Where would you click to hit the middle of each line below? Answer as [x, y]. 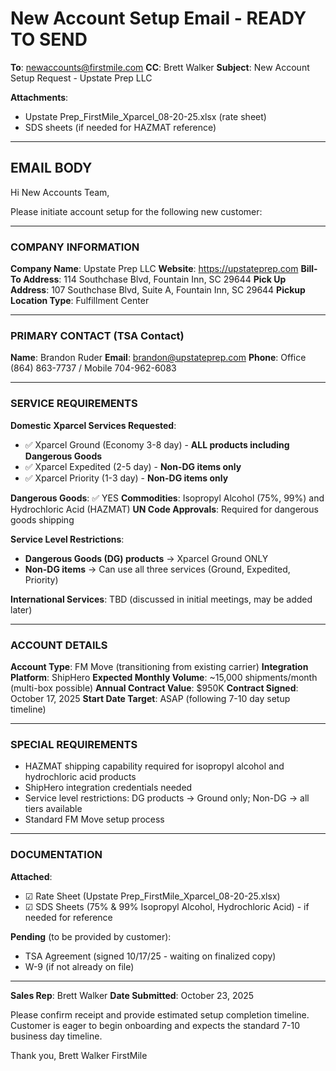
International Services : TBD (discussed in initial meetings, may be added [161, 599]
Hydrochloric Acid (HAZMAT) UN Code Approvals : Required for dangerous [164, 509]
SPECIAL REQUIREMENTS [74, 744]
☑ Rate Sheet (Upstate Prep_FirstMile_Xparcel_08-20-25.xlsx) [152, 896]
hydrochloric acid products [80, 777]
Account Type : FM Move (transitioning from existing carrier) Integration [159, 666]
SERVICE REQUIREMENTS [74, 404]
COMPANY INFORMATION [75, 247]
